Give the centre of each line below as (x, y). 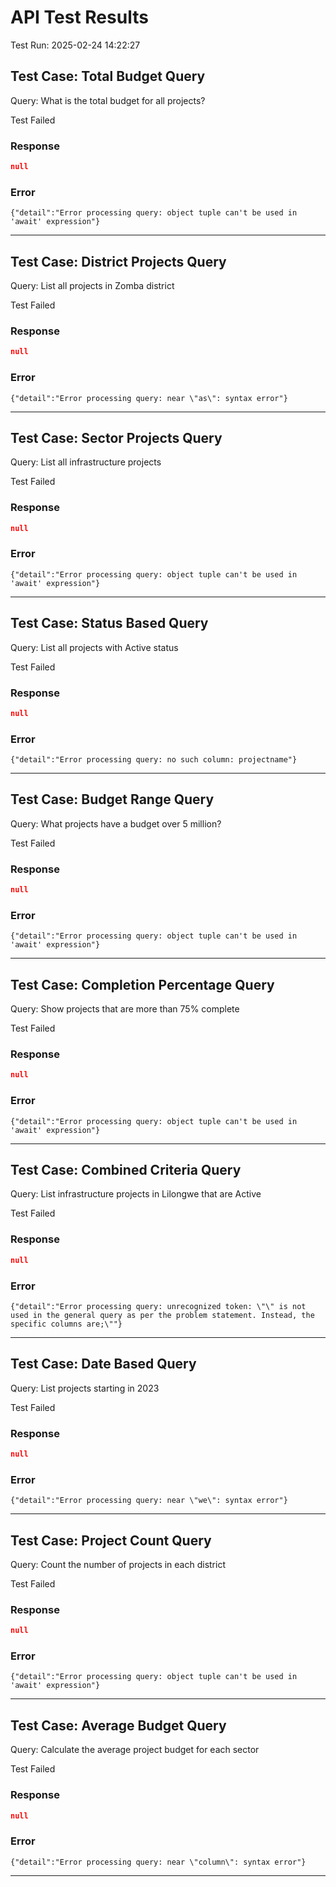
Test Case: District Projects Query (118, 261)
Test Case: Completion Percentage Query (142, 984)
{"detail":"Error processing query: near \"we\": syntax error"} (149, 1501)
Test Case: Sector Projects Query (116, 437)
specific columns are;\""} (66, 1324)
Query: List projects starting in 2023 (85, 1388)
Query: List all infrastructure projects (86, 462)
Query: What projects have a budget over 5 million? (116, 823)
